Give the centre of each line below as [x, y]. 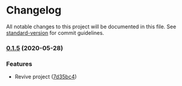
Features [19, 64]
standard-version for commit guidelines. [55, 32]
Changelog [34, 10]
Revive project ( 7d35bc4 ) [46, 77]
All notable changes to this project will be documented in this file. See [91, 27]
